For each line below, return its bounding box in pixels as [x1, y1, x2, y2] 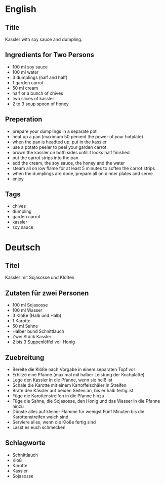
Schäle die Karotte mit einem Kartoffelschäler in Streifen [12, 382, 127, 388]
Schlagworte [5, 439, 45, 447]
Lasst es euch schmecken [12, 424, 66, 430]
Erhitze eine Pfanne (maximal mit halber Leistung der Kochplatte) [12, 372, 145, 378]
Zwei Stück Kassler [12, 334, 52, 340]
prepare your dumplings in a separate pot [12, 128, 97, 134]
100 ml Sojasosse [12, 302, 48, 308]
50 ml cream [12, 85, 38, 91]
